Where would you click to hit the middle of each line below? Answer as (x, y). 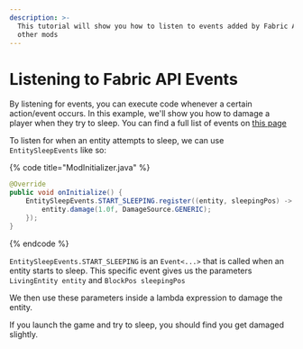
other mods (38, 34)
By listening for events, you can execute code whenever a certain (131, 104)
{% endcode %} (39, 243)
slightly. (24, 334)
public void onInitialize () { (66, 193)
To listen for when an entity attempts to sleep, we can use (117, 141)
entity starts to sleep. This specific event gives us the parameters (131, 271)
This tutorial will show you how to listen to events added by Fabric (153, 26)
